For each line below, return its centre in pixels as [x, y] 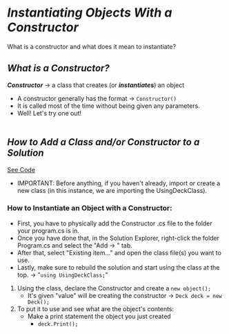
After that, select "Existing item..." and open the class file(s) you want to [119, 252]
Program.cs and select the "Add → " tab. [74, 245]
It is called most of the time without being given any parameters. [108, 106]
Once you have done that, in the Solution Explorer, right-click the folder [118, 238]
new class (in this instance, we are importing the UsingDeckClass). [112, 190]
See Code [21, 169]
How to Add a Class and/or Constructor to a [103, 142]
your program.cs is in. [48, 230]
